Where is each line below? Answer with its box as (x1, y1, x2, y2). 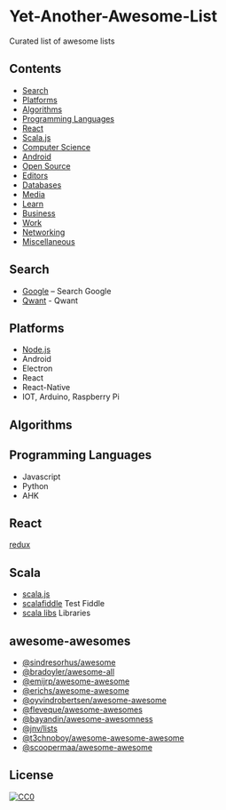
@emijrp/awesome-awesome (21, 676, 130, 686)
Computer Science (21, 141, 91, 152)
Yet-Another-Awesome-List (9, 6, 218, 27)
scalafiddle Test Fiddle (21, 598, 105, 609)
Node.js (21, 344, 51, 355)
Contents (9, 61, 62, 76)
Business (21, 207, 56, 219)
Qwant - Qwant (21, 295, 78, 306)
